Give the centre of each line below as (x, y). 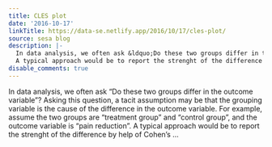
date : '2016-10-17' (41, 23)
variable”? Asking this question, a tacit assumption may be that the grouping (136, 100)
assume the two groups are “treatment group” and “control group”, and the (133, 117)
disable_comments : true (49, 69)
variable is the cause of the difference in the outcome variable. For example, (136, 108)
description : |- (36, 46)
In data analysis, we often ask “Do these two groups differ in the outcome (131, 91)
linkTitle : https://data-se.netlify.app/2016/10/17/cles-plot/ (117, 31)
